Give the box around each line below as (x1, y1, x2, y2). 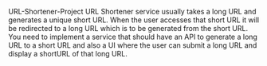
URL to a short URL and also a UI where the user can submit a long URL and (8, 41, 257, 50)
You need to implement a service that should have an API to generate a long (8, 32, 257, 41)
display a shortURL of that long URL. (8, 49, 128, 58)
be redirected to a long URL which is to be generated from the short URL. (8, 24, 249, 33)
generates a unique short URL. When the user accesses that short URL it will (8, 15, 260, 25)
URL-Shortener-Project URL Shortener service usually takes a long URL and (8, 7, 257, 16)
